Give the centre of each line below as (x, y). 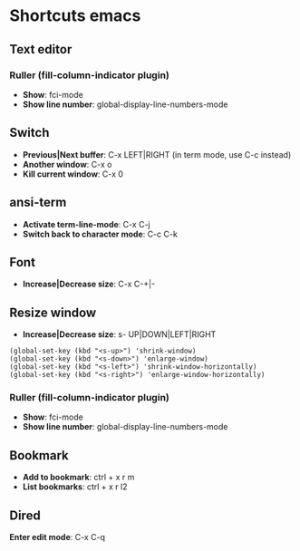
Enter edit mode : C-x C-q (58, 537)
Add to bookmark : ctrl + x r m (78, 478)
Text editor (41, 49)
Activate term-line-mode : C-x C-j (87, 224)
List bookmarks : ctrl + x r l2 (75, 487)
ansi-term (38, 203)
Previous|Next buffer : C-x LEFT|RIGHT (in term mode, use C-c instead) (157, 154)
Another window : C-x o (67, 164)
